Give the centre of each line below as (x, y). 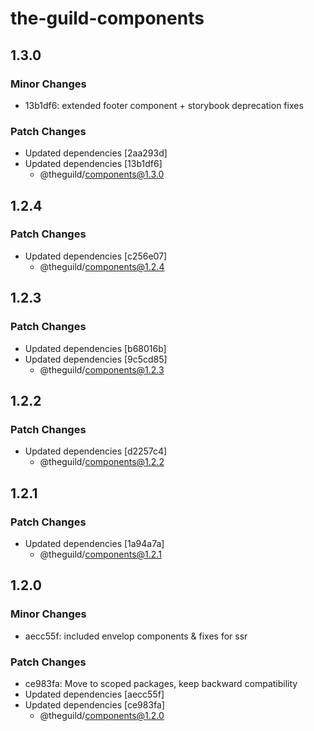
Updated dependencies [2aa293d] (96, 153)
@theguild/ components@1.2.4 (102, 266)
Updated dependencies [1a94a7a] (94, 543)
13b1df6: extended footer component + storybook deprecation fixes (164, 105)
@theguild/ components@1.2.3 (102, 369)
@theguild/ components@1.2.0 (102, 715)
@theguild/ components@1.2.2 (102, 462)
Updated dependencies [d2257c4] (96, 451)
